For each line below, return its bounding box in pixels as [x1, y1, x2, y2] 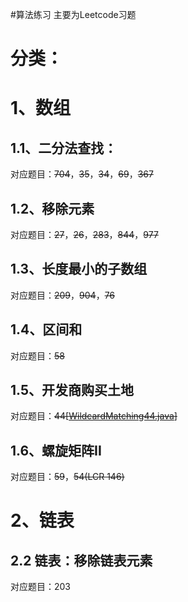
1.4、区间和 [10, 321, 83, 338]
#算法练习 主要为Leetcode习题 [10, 9, 137, 20]
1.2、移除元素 [10, 200, 95, 217]
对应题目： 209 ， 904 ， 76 [10, 289, 116, 301]
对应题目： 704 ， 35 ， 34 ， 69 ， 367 [10, 168, 154, 180]
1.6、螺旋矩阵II [10, 442, 102, 459]
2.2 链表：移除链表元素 [10, 552, 153, 569]
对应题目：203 [10, 581, 72, 593]
